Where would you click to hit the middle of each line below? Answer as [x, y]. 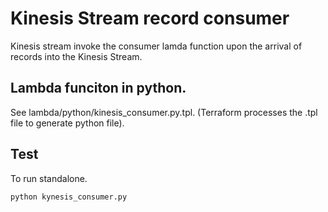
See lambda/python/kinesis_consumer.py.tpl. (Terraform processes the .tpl [164, 112]
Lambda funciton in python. [98, 88]
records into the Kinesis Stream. [76, 56]
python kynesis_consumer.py [69, 197]
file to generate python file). [67, 123]
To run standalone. [49, 178]
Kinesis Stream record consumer [150, 18]
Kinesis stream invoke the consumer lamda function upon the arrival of [156, 46]
